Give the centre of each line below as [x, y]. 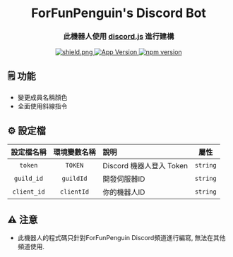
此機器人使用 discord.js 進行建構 [119, 37]
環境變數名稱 [75, 152]
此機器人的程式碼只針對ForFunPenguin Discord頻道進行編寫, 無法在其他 [121, 237]
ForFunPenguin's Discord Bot [119, 13]
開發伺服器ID [124, 179]
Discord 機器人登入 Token [145, 166]
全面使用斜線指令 [42, 106]
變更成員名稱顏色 [42, 98]
